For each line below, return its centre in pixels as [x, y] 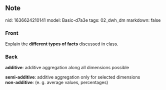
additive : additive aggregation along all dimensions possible [67, 68]
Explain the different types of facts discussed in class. [62, 44]
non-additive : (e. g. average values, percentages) [57, 83]
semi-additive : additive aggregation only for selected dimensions [73, 77]
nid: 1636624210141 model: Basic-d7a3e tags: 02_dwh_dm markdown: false [83, 20]
